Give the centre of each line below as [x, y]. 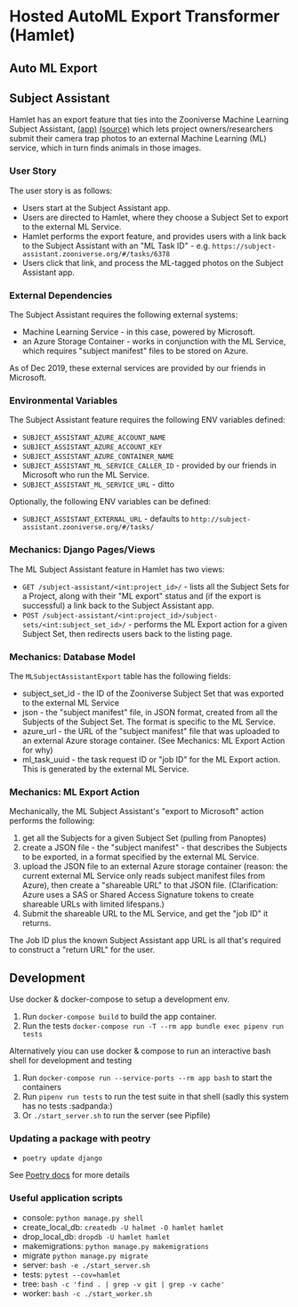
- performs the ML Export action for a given [207, 624]
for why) [37, 750]
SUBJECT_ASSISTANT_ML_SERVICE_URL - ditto [98, 484]
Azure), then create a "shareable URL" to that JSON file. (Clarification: [150, 885]
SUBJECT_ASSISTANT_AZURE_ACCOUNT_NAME [94, 438]
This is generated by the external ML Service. [105, 769]
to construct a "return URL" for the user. [82, 950]
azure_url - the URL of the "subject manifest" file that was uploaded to [151, 730]
